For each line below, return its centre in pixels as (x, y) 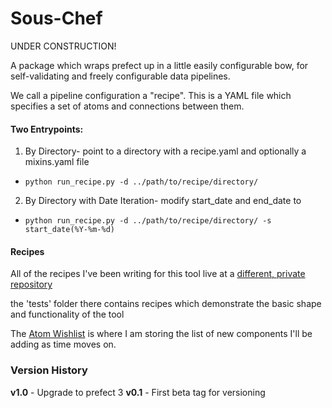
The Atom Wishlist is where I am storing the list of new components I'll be (161, 334)
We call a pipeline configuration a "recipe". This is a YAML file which (151, 95)
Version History (49, 370)
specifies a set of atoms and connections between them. (127, 106)
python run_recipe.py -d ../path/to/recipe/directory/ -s (148, 221)
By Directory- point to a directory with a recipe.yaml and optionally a (165, 151)
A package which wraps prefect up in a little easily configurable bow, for (159, 65)
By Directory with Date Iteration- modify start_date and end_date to (163, 201)
